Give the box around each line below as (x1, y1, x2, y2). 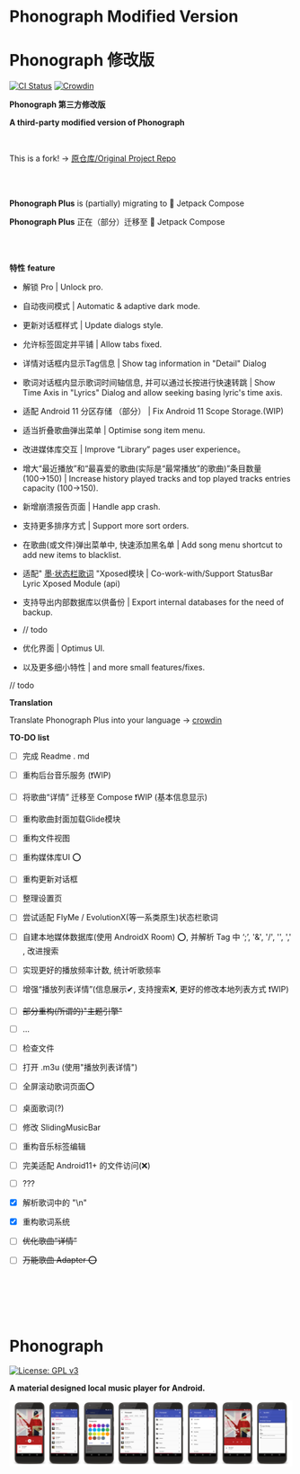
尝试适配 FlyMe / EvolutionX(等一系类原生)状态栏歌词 (22, 912, 218, 923)
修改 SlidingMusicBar (22, 1122, 101, 1132)
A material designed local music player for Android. (9, 1382, 206, 1394)
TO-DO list (9, 733, 50, 743)
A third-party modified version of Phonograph (9, 117, 185, 128)
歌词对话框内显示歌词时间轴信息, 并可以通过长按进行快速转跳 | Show (22, 377, 276, 388)
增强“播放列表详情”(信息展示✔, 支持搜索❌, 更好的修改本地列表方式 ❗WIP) (22, 983, 289, 994)
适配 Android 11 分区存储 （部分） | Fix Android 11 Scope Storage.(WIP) (22, 406, 285, 417)
